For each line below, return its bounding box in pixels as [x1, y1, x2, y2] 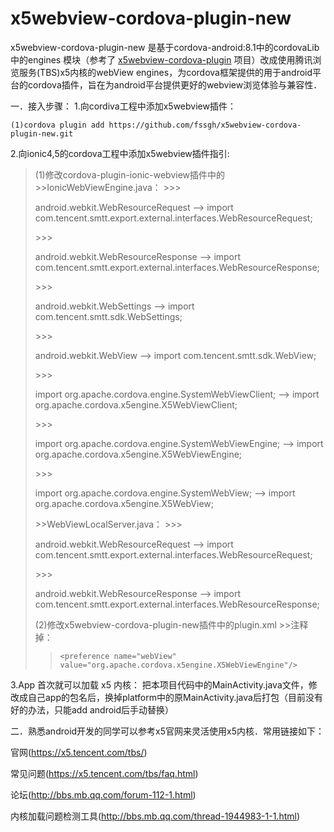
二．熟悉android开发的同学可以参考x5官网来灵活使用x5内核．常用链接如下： [10, 725, 325, 737]
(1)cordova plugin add [10, 120, 105, 130]
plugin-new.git [10, 128, 74, 139]
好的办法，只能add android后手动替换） [10, 703, 175, 716]
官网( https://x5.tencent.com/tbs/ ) [10, 746, 148, 758]
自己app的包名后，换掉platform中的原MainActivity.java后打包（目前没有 [27, 691, 323, 703]
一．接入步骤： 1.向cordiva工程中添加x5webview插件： [10, 100, 237, 112]
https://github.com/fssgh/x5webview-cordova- [108, 120, 302, 130]
